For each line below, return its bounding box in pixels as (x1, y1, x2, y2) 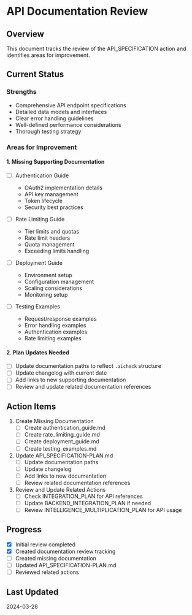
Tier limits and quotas (24, 227, 80, 235)
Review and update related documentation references (15, 383, 152, 391)
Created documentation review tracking (15, 548, 116, 555)
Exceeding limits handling (24, 247, 90, 254)
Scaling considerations (24, 285, 83, 292)
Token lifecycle (24, 197, 63, 204)
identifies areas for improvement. (6, 52, 90, 59)
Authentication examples (24, 328, 88, 335)
